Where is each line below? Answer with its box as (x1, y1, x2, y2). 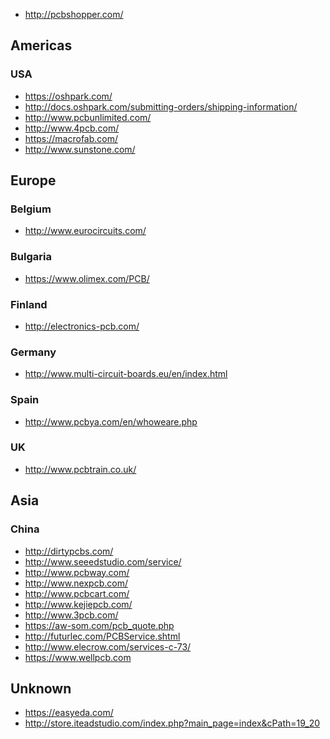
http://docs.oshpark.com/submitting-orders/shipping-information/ (24, 100, 298, 113)
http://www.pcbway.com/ (24, 566, 130, 578)
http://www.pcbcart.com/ (24, 587, 130, 599)
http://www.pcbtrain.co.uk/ (24, 463, 137, 475)
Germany (10, 345, 57, 359)
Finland (10, 297, 48, 311)
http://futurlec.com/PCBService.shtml (24, 630, 181, 642)
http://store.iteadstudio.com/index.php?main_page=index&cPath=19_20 (24, 717, 321, 729)
